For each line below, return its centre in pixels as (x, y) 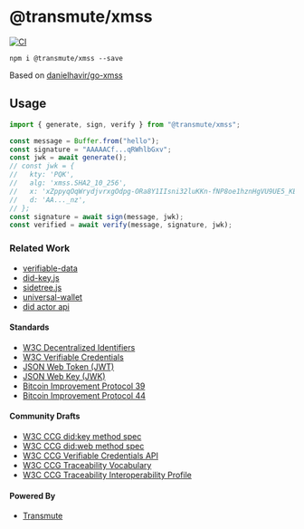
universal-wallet (52, 297)
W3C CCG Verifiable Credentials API (90, 456)
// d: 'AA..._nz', (48, 200)
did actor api (46, 306)
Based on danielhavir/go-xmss (66, 75)
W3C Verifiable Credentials (73, 357)
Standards (29, 327)
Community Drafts (45, 416)
